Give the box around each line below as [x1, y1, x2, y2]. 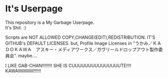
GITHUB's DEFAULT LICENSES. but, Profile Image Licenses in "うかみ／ [5, 40, 153, 46]
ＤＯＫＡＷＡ [5, 46, 32, 52]
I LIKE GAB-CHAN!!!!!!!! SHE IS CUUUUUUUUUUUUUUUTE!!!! [5, 63, 131, 69]
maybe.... [18, 53, 38, 59]
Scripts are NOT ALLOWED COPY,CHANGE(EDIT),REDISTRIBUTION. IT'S [5, 34, 155, 40]
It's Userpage [5, 3, 63, 14]
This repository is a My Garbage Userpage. [5, 19, 95, 25]
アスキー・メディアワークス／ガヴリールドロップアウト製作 [36, 46, 159, 52]
